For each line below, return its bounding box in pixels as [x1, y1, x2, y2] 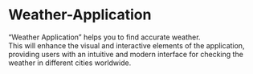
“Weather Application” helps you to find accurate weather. [8, 32, 201, 42]
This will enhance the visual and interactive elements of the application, [8, 40, 245, 50]
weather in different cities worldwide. [8, 58, 132, 68]
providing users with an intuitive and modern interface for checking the [8, 49, 243, 59]
